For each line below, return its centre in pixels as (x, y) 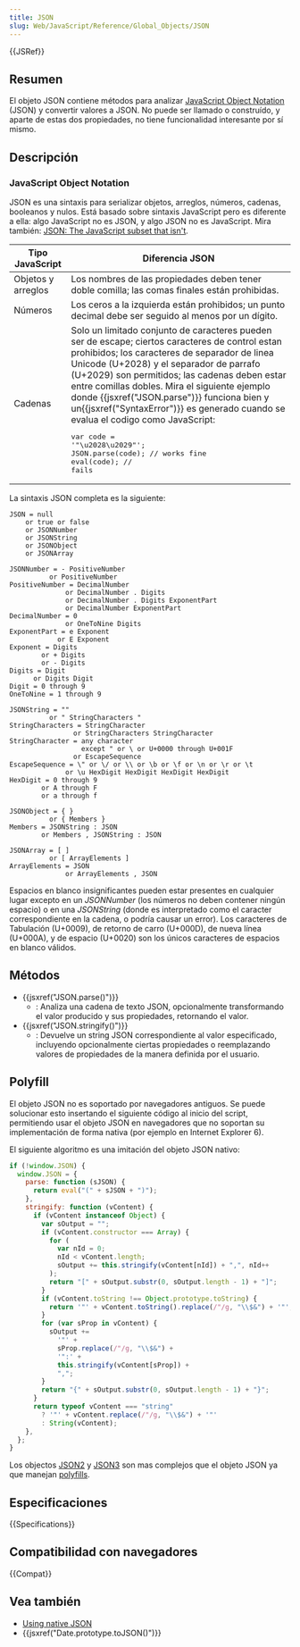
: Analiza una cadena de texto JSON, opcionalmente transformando (159, 1007)
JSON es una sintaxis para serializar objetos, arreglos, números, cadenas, (145, 202)
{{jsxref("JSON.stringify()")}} (75, 1025)
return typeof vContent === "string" (103, 1407)
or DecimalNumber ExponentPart (123, 608)
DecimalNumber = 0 (43, 616)
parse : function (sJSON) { (75, 1183)
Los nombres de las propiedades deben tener (166, 279)
